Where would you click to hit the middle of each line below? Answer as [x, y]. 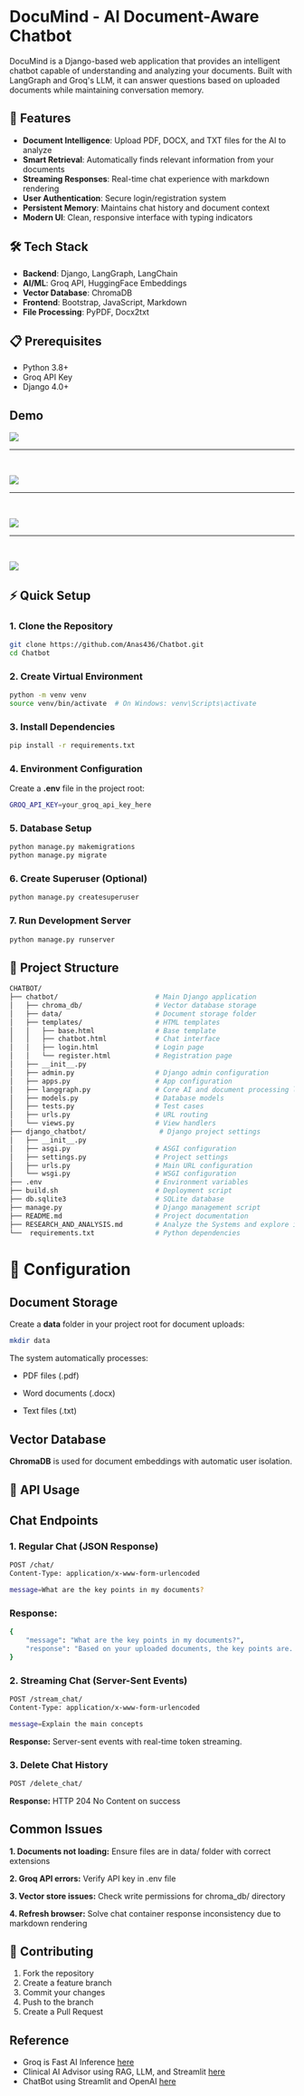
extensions [30, 1860]
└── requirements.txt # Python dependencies [125, 1233]
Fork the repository [58, 1974]
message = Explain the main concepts [76, 1724]
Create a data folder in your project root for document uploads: [127, 1324]
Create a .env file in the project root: [77, 788]
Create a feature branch [67, 1983]
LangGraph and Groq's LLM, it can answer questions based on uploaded [145, 80]
